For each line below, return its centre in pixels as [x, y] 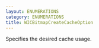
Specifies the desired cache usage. [49, 39]
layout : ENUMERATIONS [32, 11]
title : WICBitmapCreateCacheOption [49, 22]
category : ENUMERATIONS [35, 17]
